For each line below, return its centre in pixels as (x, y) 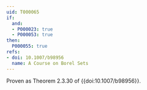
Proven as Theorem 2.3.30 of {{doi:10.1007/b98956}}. (74, 81)
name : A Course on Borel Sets (50, 63)
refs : (13, 52)
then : (13, 40)
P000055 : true (30, 47)
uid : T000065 (23, 12)
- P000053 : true (32, 35)
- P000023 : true (32, 29)
